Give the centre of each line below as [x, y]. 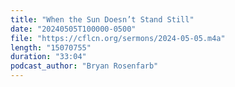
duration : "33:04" [48, 57]
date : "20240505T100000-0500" [73, 29]
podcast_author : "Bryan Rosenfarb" [84, 66]
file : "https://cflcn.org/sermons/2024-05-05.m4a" [118, 38]
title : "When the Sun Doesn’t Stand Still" [102, 19]
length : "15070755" [51, 47]
